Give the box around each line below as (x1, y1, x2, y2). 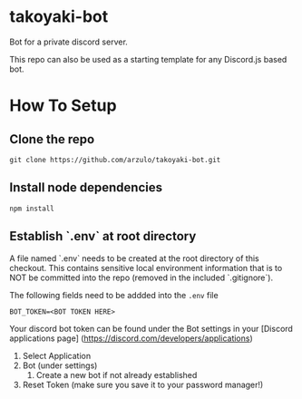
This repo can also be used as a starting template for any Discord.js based (9, 54, 287, 64)
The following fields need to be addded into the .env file (9, 289, 219, 300)
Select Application (22, 350, 92, 361)
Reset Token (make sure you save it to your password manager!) (22, 379, 264, 390)
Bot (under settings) (22, 360, 98, 371)
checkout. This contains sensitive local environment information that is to (9, 262, 283, 273)
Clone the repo (9, 131, 95, 147)
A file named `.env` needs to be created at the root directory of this (9, 252, 260, 264)
